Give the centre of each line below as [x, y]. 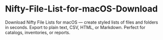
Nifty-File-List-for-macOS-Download [81, 9]
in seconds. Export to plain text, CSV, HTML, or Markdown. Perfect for [75, 27]
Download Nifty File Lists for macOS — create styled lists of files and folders [81, 22]
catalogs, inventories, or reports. [38, 32]
